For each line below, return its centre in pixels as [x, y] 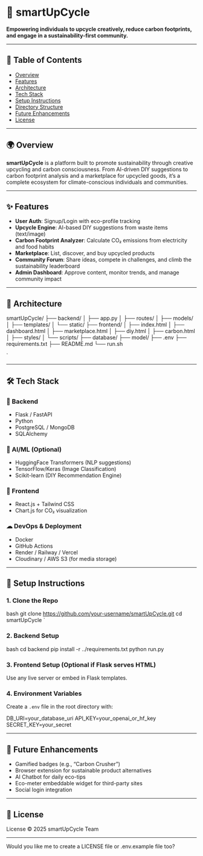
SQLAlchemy [31, 433]
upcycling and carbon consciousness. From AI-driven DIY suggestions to [97, 169]
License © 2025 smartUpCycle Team [53, 829]
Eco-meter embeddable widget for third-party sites [79, 783]
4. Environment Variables [44, 693]
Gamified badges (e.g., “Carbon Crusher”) [68, 764]
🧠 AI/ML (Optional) [34, 449]
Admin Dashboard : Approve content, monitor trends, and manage [97, 273]
